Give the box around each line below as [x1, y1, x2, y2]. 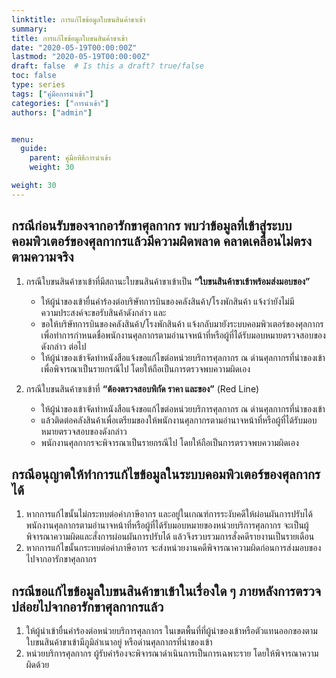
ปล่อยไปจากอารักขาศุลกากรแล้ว [11, 598, 164, 615]
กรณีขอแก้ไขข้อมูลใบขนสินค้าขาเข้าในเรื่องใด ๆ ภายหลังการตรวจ [11, 582, 322, 600]
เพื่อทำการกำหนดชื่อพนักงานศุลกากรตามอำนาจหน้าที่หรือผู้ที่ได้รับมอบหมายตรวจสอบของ [40, 329, 326, 341]
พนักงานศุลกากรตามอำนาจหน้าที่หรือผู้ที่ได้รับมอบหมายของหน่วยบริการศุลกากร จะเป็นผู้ [25, 519, 309, 531]
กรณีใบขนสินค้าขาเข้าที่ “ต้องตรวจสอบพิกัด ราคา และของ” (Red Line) [25, 382, 260, 395]
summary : [11, 24, 48, 34]
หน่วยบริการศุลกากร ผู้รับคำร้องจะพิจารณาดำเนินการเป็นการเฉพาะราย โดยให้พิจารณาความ [25, 647, 319, 660]
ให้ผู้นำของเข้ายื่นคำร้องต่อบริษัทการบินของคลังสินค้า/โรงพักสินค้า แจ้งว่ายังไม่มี [40, 295, 295, 307]
